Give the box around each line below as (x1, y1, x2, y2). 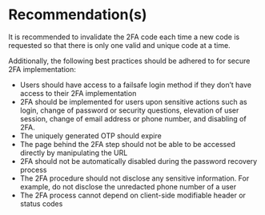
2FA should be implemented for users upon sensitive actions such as (19, 97, 247, 106)
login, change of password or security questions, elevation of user (19, 106, 239, 115)
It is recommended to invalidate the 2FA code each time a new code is (8, 32, 240, 42)
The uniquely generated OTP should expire (19, 130, 162, 141)
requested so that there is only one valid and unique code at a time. (8, 40, 231, 50)
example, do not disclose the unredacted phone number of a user (19, 181, 237, 191)
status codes (19, 198, 63, 209)
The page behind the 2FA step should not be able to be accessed (19, 139, 236, 149)
